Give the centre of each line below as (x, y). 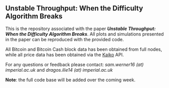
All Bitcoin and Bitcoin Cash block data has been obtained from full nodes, (84, 49)
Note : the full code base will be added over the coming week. (70, 80)
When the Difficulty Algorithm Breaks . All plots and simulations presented (85, 34)
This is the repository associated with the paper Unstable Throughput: (80, 28)
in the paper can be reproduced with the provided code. (65, 39)
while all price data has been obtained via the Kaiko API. (65, 54)
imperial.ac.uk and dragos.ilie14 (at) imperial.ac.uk (59, 70)
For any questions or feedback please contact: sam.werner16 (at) (74, 64)
